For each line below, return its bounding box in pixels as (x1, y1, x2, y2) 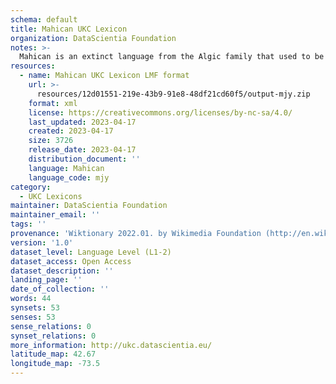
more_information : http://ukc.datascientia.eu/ (10, 340, 213, 350)
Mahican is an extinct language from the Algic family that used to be (19, 52, 325, 62)
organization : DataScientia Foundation (10, 33, 177, 43)
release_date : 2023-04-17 (28, 145, 137, 155)
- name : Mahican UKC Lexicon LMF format (19, 71, 190, 81)
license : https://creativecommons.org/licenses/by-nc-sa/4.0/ (28, 107, 293, 118)
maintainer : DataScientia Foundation (10, 201, 168, 211)
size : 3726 (28, 136, 74, 146)
